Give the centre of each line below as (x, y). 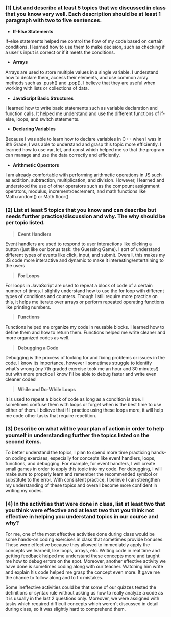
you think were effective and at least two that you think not (80, 510)
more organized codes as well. (38, 338)
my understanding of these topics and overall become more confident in (81, 485)
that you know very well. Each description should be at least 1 (83, 14)
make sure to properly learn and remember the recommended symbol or (81, 474)
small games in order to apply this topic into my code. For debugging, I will (83, 469)
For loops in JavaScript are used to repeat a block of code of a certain (79, 285)
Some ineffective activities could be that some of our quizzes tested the (81, 587)
